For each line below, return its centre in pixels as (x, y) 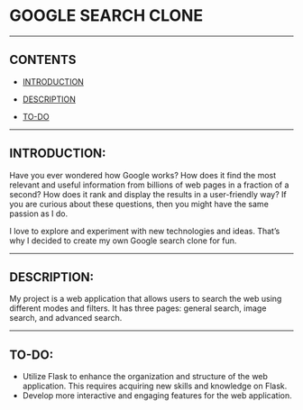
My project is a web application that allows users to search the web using (146, 299)
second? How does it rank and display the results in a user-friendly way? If (148, 194)
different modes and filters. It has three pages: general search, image (138, 308)
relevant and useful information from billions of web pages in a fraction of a (149, 185)
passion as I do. (39, 214)
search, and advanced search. (66, 318)
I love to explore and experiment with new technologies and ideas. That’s (145, 231)
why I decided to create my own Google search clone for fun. (123, 241)
